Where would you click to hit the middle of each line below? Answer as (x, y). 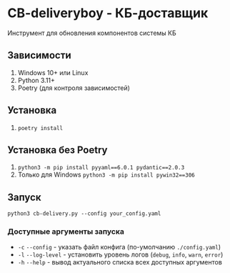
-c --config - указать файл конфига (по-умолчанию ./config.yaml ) (119, 247)
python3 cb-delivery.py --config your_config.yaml (84, 214)
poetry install (40, 128)
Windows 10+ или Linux (53, 72)
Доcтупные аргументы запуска (66, 232)
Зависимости (39, 55)
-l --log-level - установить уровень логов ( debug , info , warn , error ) (120, 254)
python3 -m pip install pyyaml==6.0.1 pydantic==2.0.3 (101, 168)
